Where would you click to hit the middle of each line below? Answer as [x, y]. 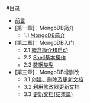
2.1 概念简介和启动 [46, 50]
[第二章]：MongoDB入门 [44, 43]
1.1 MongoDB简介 [44, 35]
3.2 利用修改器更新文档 [52, 87]
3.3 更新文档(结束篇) [48, 94]
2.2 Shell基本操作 [45, 57]
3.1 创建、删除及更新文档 [54, 79]
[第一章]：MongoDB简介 [44, 28]
